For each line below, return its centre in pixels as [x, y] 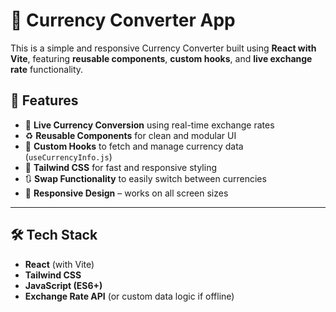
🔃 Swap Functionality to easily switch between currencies [145, 178]
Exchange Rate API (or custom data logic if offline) [129, 296]
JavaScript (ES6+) [63, 285]
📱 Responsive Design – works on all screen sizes [126, 193]
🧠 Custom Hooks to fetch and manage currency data [134, 146]
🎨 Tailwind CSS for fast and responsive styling [121, 167]
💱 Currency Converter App [123, 20]
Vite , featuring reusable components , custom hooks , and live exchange [161, 58]
